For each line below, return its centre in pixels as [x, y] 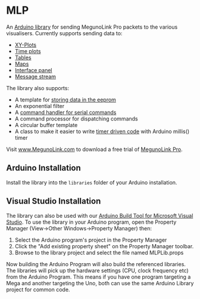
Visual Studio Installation [54, 201]
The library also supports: [38, 88]
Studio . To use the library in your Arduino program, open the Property [91, 222]
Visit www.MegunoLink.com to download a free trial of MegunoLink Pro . [94, 149]
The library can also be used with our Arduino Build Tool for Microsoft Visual [100, 215]
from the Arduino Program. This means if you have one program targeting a [99, 277]
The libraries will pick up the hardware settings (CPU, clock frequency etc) [97, 270]
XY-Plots [26, 45]
